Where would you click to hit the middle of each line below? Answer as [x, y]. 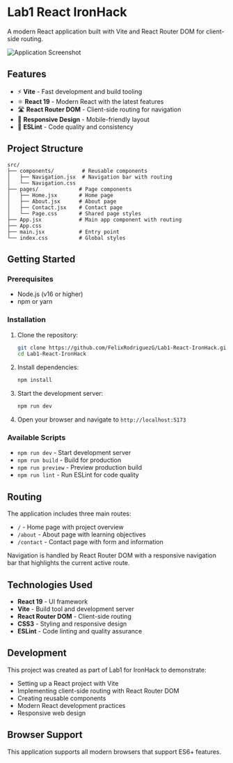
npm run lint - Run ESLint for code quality [78, 475]
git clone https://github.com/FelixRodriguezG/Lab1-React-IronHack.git [123, 348]
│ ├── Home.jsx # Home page [60, 195]
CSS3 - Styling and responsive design [72, 624]
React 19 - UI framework [53, 601]
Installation [27, 320]
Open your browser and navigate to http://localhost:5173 [102, 419]
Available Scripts [37, 438]
